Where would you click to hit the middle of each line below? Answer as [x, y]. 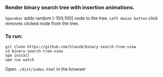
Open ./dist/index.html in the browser [45, 69]
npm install [17, 55]
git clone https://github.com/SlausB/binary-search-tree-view [71, 47]
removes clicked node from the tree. [42, 23]
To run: [14, 36]
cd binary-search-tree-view [34, 51]
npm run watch [20, 60]
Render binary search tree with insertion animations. [70, 7]
